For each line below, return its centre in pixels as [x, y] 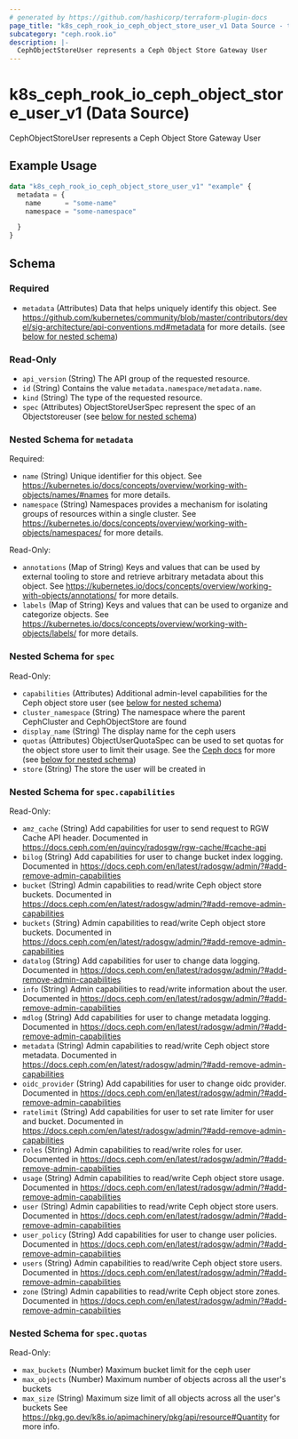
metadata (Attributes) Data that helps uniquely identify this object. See [149, 308]
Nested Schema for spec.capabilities [92, 792]
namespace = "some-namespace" [81, 211]
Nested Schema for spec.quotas [78, 1333]
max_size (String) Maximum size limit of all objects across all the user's [151, 1398]
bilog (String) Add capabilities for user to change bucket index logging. [153, 856]
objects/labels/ [49, 633]
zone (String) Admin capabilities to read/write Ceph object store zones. [151, 1291]
